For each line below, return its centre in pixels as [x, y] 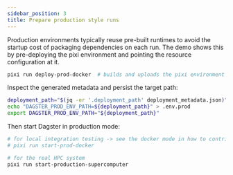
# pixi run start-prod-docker [51, 145]
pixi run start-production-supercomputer [68, 164]
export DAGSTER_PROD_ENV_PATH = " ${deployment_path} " [83, 113]
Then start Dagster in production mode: [63, 126]
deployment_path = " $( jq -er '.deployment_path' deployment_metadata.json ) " [118, 100]
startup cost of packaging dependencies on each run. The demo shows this [115, 47]
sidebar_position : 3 [37, 13]
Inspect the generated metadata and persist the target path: [93, 88]
